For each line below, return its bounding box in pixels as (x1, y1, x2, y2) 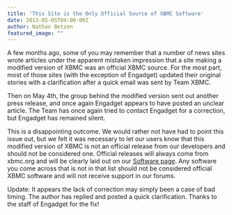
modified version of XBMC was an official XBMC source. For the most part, (7, 63, 222, 72)
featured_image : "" (7, 29, 64, 37)
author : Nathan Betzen (7, 23, 73, 30)
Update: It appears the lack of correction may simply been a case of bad (7, 185, 215, 193)
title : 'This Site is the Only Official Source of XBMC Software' (7, 10, 204, 17)
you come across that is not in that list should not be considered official (7, 164, 212, 173)
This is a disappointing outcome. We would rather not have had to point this (7, 127, 224, 136)
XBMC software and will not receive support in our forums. (7, 172, 176, 180)
